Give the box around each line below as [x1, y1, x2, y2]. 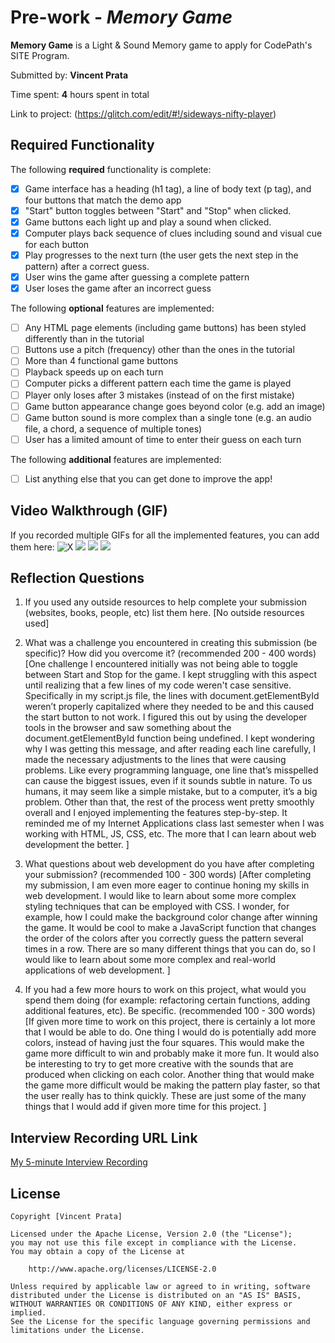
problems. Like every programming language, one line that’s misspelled [24, 764, 319, 776]
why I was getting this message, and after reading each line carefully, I [24, 743, 316, 755]
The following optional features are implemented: [10, 302, 215, 315]
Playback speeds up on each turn [24, 366, 164, 378]
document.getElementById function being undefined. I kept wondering [24, 732, 315, 745]
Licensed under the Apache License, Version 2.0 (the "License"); [10, 1229, 293, 1240]
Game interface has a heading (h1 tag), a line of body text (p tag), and [24, 182, 312, 195]
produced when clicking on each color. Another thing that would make [24, 1069, 315, 1081]
